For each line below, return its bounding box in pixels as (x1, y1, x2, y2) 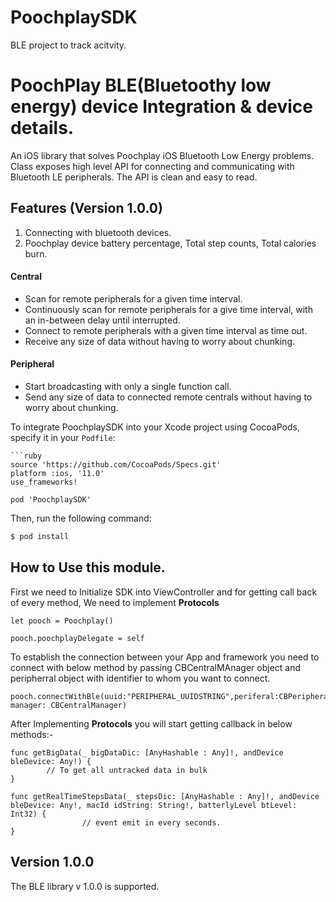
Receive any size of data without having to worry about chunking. (24, 335, 296, 347)
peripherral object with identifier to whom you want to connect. (10, 672, 271, 684)
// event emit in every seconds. (81, 817, 222, 828)
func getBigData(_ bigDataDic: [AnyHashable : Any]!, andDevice (10, 747, 284, 758)
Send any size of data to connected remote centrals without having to (24, 391, 313, 403)
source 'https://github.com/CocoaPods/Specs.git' (10, 460, 222, 470)
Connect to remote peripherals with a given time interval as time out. (24, 324, 308, 336)
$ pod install (10, 532, 70, 542)
